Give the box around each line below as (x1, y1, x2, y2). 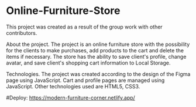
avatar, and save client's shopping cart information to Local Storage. (6, 59, 171, 66)
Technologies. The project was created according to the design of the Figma (6, 70, 191, 77)
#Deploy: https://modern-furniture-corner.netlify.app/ (6, 94, 136, 101)
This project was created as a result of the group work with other (6, 23, 163, 30)
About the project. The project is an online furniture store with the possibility (6, 41, 190, 48)
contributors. (6, 29, 37, 36)
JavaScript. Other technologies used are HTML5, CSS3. (6, 83, 140, 90)
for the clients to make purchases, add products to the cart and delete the (6, 47, 184, 53)
